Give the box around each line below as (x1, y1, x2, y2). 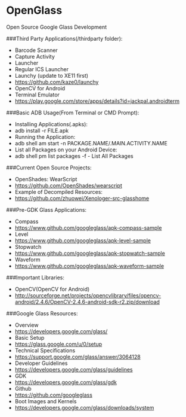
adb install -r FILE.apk (14, 127, 69, 134)
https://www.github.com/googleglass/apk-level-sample (14, 237, 151, 244)
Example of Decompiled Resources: (14, 188, 103, 195)
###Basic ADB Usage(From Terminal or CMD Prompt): (6, 109, 139, 116)
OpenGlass (6, 4, 63, 17)
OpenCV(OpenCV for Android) (14, 285, 90, 293)
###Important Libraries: (6, 273, 64, 281)
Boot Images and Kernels (14, 397, 77, 404)
